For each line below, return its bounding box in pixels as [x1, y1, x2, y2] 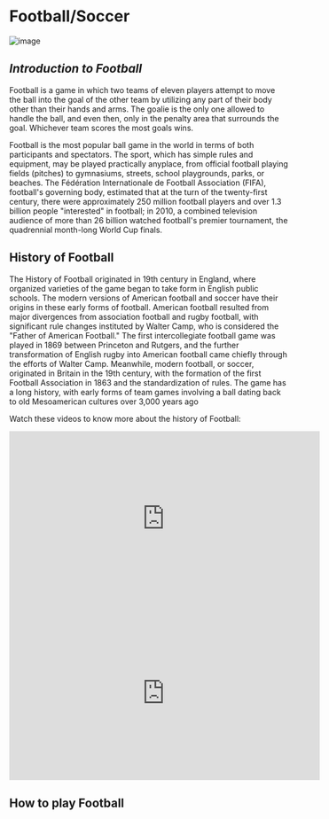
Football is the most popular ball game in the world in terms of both [9, 139, 255, 150]
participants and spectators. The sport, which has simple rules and [9, 149, 254, 160]
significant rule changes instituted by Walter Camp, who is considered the [9, 321, 279, 331]
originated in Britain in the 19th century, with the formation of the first [9, 368, 262, 378]
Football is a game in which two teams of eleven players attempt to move [9, 84, 276, 95]
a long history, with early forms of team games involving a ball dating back [9, 386, 281, 397]
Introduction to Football [9, 61, 143, 76]
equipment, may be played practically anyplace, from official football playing [9, 158, 288, 169]
